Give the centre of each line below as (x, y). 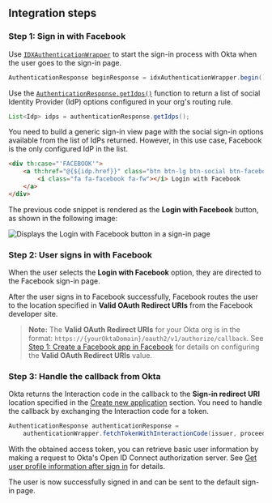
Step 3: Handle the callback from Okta (85, 377)
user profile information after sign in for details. (87, 467)
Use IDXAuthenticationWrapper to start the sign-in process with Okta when (133, 54)
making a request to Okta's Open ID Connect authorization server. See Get (133, 458)
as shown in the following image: (63, 218)
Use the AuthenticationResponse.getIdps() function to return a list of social (134, 93)
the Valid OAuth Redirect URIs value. (90, 356)
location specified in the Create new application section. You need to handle (136, 403)
